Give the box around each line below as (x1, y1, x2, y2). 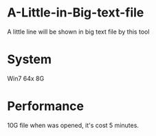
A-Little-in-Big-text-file (7, 5, 144, 21)
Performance (7, 98, 85, 114)
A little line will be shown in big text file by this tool (7, 27, 150, 36)
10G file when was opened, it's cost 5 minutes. (7, 121, 140, 129)
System (7, 52, 52, 67)
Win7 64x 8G (7, 74, 45, 82)
